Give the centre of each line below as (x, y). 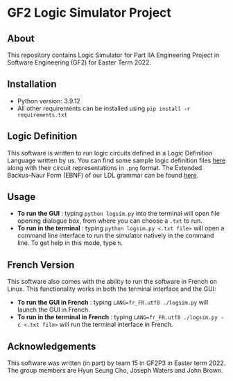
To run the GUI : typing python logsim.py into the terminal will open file (119, 214)
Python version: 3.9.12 (49, 101)
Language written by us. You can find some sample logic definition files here (116, 160)
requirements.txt (42, 115)
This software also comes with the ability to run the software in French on (112, 282)
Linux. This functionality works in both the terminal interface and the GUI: (112, 289)
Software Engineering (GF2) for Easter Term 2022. (79, 62)
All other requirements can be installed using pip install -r (104, 108)
